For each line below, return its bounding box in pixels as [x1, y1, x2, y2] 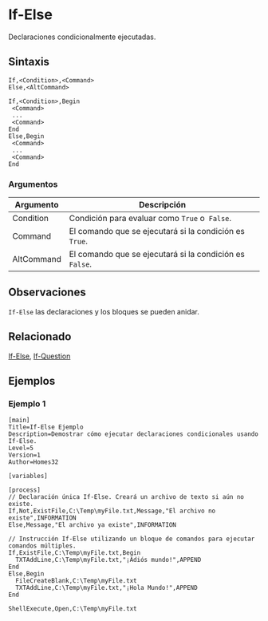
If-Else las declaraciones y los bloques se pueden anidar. [8, 307, 199, 316]
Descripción [138, 200, 186, 211]
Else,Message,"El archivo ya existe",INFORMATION [8, 521, 177, 529]
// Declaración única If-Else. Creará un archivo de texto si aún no [8, 493, 245, 501]
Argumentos [8, 178, 58, 189]
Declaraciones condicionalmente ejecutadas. [8, 32, 156, 42]
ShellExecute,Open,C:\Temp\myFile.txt [8, 605, 137, 613]
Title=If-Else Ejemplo [8, 423, 84, 432]
